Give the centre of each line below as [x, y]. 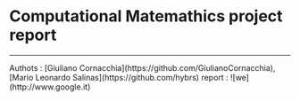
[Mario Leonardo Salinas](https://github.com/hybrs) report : [119, 77]
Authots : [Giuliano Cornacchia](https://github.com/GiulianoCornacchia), [142, 67]
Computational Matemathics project [146, 16]
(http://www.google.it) [50, 87]
